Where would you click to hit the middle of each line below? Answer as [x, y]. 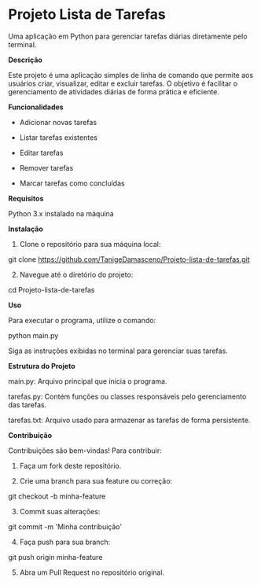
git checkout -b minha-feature [57, 496]
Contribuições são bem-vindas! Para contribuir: [85, 451]
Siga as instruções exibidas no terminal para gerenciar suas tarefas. [118, 351]
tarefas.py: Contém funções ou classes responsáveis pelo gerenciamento [127, 396]
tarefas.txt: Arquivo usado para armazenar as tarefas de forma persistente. [129, 420]
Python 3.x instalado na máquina [61, 213]
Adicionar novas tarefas [58, 122]
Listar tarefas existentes [59, 137]
